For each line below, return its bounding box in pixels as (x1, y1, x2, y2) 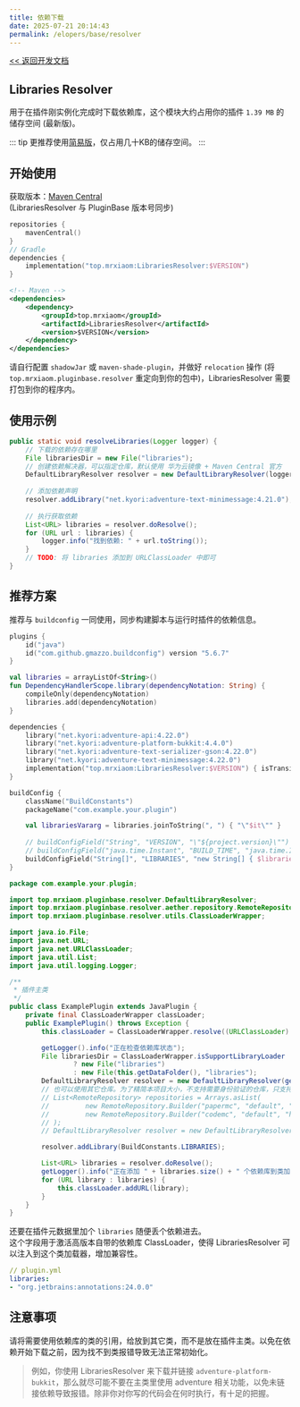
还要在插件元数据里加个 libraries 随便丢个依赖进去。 (9, 1226, 207, 1237)
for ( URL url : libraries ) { (25, 529, 134, 538)
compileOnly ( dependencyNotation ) (25, 690, 150, 699)
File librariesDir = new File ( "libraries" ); (25, 453, 194, 462)
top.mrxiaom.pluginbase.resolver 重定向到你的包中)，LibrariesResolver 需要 (9, 373, 291, 384)
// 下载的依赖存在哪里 (25, 445, 98, 454)
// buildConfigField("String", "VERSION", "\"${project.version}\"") (25, 838, 290, 847)
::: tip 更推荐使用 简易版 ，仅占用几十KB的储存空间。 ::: (9, 137, 206, 148)
